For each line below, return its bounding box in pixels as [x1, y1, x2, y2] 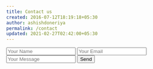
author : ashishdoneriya [6, 20, 66, 26]
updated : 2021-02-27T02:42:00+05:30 [6, 31, 98, 37]
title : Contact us [6, 8, 52, 15]
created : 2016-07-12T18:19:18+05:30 [6, 14, 98, 20]
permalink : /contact [6, 25, 58, 32]
